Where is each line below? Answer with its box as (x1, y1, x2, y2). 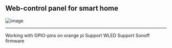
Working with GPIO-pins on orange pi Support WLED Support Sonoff (5, 32, 150, 38)
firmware (5, 38, 25, 44)
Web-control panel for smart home (5, 4, 119, 13)
